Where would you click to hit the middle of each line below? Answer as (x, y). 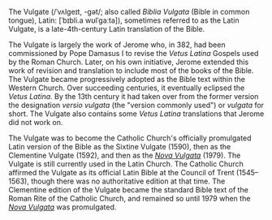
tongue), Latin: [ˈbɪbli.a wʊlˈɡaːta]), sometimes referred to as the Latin (124, 20)
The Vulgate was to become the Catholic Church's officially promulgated (130, 138)
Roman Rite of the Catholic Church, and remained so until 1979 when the (130, 198)
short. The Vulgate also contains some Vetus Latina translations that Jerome (136, 114)
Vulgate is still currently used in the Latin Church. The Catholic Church (126, 164)
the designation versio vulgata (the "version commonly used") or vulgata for (136, 105)
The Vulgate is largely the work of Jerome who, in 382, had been (117, 45)
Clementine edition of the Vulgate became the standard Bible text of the (129, 190)
